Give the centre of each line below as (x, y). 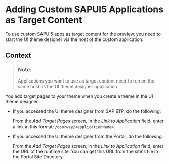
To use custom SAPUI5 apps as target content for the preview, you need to (83, 34)
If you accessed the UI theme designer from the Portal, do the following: (88, 136)
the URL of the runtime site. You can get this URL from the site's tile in (85, 151)
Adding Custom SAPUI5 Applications (84, 9)
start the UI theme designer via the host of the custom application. (74, 39)
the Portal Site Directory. (38, 157)
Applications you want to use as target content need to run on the (86, 81)
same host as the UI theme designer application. (68, 86)
